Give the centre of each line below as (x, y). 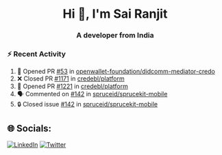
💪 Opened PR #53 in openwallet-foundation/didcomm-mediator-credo (116, 72)
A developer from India (115, 36)
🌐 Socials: (29, 128)
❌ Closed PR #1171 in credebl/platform (71, 79)
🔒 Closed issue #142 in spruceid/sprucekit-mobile (87, 104)
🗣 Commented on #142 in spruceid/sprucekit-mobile (92, 94)
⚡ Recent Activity (37, 54)
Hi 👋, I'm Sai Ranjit (115, 14)
